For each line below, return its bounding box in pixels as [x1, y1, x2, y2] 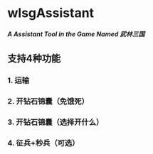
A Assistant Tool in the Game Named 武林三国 [7, 30, 145, 38]
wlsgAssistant [7, 5, 95, 21]
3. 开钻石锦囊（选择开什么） [7, 117, 104, 127]
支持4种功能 [7, 53, 61, 65]
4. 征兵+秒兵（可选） [7, 138, 80, 148]
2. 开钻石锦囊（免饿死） [7, 97, 89, 106]
